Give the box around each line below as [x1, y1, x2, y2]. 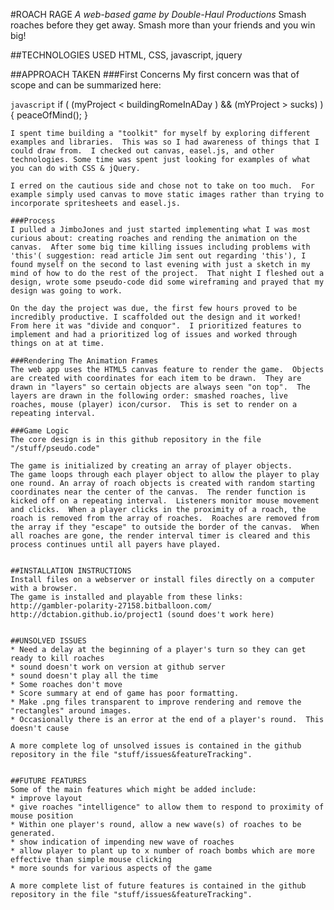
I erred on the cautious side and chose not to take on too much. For [10, 181, 315, 191]
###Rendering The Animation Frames [10, 356, 159, 366]
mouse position [10, 811, 74, 821]
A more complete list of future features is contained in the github [10, 881, 307, 891]
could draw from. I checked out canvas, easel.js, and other [10, 146, 275, 156]
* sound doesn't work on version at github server [10, 662, 226, 672]
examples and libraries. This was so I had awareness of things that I [10, 137, 320, 147]
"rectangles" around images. [10, 706, 132, 716]
